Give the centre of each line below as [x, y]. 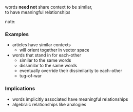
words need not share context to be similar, [49, 7]
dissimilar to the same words [48, 66]
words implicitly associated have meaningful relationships [70, 99]
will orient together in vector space [54, 50]
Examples [17, 34]
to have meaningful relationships [38, 12]
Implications [20, 89]
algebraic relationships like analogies [49, 104]
